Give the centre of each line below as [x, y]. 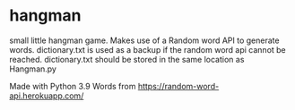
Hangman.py [33, 69]
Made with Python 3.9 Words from [73, 86]
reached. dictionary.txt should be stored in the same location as [127, 59]
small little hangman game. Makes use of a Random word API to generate [144, 40]
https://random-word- [178, 86]
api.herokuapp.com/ [47, 96]
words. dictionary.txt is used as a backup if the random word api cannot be [148, 49]
